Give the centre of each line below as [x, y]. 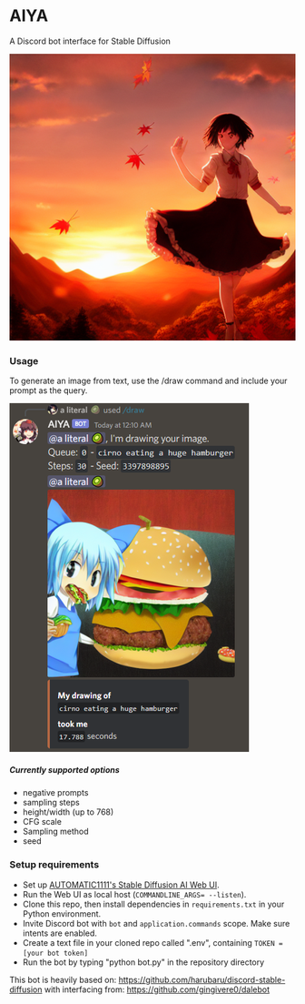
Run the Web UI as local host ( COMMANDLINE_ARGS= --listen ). [134, 894]
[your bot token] [55, 953]
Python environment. [62, 913]
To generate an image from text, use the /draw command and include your [148, 381]
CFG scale [42, 822]
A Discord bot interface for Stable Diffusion [90, 41]
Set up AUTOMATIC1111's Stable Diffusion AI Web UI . [121, 885]
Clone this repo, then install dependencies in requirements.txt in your [153, 904]
